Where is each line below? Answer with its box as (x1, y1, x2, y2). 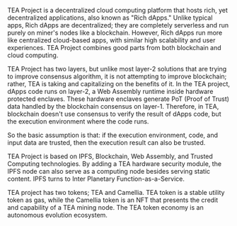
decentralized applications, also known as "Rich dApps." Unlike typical (7, 13, 213, 22)
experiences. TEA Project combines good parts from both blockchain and (7, 44, 221, 52)
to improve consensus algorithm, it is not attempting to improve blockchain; (7, 72, 227, 81)
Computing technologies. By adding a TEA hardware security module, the (7, 160, 221, 168)
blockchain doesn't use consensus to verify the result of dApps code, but (7, 109, 221, 118)
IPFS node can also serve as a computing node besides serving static (7, 167, 211, 175)
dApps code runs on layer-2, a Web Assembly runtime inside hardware (7, 88, 214, 95)
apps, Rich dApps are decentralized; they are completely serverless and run (7, 21, 229, 29)
